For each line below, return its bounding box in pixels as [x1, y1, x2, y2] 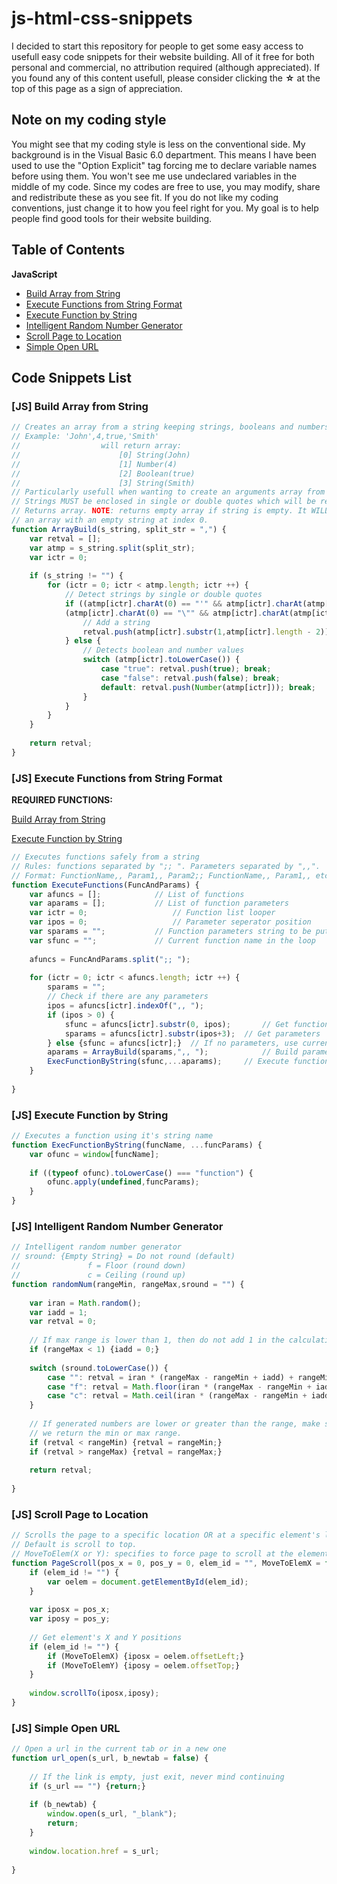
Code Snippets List [11, 369, 132, 386]
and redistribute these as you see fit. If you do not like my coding [11, 191, 279, 203]
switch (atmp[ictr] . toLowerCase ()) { [82, 655, 241, 665]
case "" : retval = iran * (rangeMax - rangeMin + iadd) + [47, 1372, 294, 1382]
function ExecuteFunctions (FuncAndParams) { [11, 880, 200, 890]
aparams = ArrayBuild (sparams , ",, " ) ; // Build [47, 1047, 299, 1057]
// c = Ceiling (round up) [11, 1270, 187, 1281]
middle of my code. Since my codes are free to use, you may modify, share [11, 180, 321, 192]
